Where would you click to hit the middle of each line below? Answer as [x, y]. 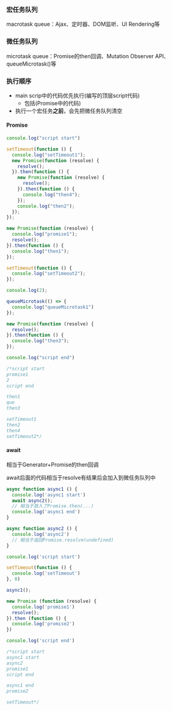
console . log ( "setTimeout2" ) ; [49, 274]
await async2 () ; [32, 501]
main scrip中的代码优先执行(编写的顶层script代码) [77, 95]
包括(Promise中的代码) [52, 103]
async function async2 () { [42, 529]
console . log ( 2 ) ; [27, 291]
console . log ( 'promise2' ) [43, 624]
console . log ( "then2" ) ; [46, 206]
